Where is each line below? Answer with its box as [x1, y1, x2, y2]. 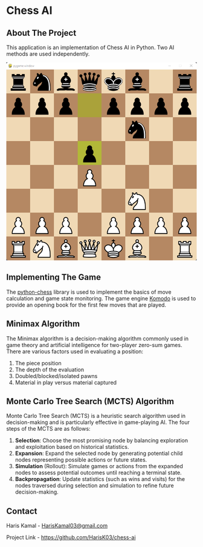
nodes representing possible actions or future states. [14, 456, 147, 463]
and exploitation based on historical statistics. [14, 443, 129, 451]
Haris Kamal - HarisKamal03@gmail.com [6, 522, 108, 529]
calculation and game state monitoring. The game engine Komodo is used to [6, 294, 196, 302]
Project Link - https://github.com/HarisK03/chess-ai [6, 534, 136, 541]
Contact [6, 506, 37, 516]
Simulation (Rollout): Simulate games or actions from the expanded [14, 463, 183, 470]
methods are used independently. [6, 50, 90, 58]
